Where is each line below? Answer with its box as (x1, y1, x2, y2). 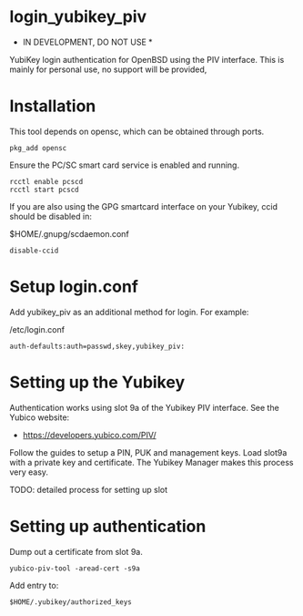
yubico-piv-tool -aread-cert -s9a (9, 563, 141, 573)
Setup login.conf (9, 276, 139, 297)
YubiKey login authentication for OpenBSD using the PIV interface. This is (9, 54, 285, 65)
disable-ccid (9, 246, 59, 255)
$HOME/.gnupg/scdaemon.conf (9, 228, 129, 239)
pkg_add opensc (9, 143, 67, 152)
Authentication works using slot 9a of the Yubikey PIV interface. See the (9, 402, 279, 413)
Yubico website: (9, 412, 70, 423)
